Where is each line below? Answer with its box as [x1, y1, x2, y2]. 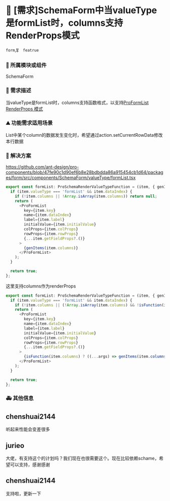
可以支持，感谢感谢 [10, 461, 50, 467]
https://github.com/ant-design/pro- [6, 164, 79, 170]
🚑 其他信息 [6, 395, 34, 402]
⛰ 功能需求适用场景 [6, 120, 53, 127]
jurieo [6, 441, 25, 450]
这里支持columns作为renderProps [6, 283, 76, 289]
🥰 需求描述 [6, 87, 32, 94]
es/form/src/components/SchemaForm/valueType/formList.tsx [6, 175, 136, 181]
